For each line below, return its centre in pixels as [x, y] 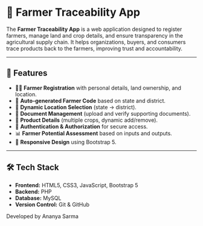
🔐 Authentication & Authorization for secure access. [81, 126]
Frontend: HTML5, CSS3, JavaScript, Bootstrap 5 [76, 185]
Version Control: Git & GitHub [52, 204]
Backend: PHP [34, 191]
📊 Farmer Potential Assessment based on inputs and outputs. [93, 133]
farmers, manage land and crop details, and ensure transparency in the [95, 35]
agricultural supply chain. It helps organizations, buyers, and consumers [96, 42]
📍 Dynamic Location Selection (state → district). [76, 107]
